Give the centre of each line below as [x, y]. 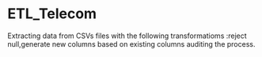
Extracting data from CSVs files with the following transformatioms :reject [127, 36]
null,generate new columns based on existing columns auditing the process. [131, 44]
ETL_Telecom [52, 14]
